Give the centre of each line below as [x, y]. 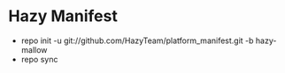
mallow [34, 49]
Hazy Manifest [63, 16]
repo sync [39, 59]
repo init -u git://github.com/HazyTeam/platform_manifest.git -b [137, 40]
